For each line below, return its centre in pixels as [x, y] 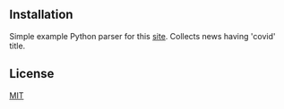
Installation [41, 15]
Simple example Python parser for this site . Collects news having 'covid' [142, 36]
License [32, 74]
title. [17, 46]
